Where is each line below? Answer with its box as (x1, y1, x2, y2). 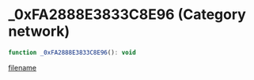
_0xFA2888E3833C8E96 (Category (8, 6, 247, 24)
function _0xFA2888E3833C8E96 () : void (8, 48, 136, 56)
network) (8, 22, 70, 40)
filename (8, 63, 37, 72)
